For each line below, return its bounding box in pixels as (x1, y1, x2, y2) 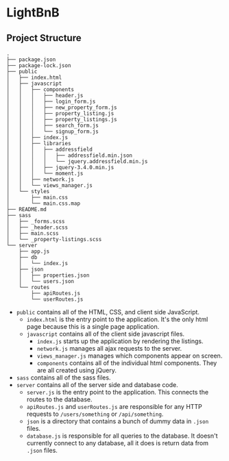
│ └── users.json (19, 278, 75, 285)
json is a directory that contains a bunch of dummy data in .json (26, 417, 209, 425)
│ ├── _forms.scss (6, 218, 66, 225)
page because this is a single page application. (26, 323, 160, 330)
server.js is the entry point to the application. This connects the (26, 388, 209, 396)
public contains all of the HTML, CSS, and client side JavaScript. (16, 308, 200, 316)
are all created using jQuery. (36, 366, 117, 374)
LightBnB (6, 5, 60, 21)
